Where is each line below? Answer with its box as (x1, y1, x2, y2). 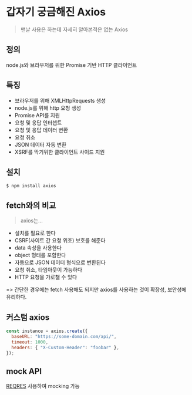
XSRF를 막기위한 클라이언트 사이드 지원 (14, 148, 105, 156)
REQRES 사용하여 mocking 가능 (6, 383, 80, 390)
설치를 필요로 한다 (14, 229, 56, 237)
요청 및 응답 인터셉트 (14, 119, 62, 126)
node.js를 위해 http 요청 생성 (14, 104, 81, 112)
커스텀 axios (6, 312, 50, 322)
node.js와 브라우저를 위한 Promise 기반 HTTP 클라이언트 (6, 61, 137, 68)
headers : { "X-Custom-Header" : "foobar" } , (11, 345, 119, 350)
